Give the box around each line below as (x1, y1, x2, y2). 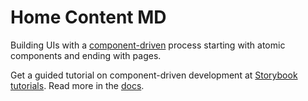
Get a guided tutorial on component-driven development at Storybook (10, 69, 298, 81)
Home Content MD (10, 6, 167, 29)
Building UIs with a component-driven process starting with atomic (10, 39, 286, 51)
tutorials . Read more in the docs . (10, 79, 145, 91)
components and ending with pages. (10, 49, 162, 61)
